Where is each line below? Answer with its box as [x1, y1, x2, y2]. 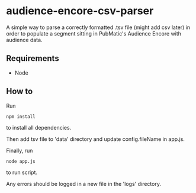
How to [6, 86, 33, 96]
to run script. [6, 169, 37, 176]
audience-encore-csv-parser [6, 4, 154, 18]
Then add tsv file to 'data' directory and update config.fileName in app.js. [6, 135, 185, 143]
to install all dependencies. [6, 124, 72, 131]
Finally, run [6, 147, 33, 154]
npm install [6, 114, 36, 120]
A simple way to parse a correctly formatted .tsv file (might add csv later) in [6, 24, 191, 31]
